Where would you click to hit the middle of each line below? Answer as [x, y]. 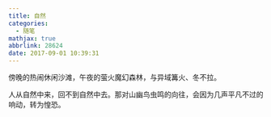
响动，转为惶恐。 [37, 104]
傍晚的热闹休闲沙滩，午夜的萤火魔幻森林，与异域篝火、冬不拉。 [114, 77]
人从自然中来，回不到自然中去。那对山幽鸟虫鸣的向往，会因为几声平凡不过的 [136, 94]
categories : [28, 23]
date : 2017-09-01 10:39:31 [54, 53]
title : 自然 [27, 16]
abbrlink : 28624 [36, 46]
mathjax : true [32, 38]
